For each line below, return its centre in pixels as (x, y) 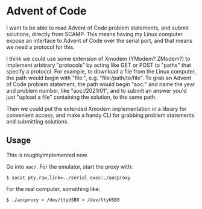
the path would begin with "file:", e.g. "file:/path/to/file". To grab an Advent (99, 78)
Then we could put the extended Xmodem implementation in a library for (96, 108)
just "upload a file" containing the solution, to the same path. (81, 97)
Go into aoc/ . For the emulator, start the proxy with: (70, 166)
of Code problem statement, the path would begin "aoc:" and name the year (101, 84)
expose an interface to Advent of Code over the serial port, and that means (99, 40)
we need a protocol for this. (40, 47)
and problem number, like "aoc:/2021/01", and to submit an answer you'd (96, 90)
